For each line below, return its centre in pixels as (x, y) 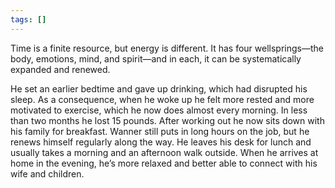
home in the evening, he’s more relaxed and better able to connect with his (164, 163)
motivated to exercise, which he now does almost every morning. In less (159, 110)
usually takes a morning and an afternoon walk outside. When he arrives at (164, 152)
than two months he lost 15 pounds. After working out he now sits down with (167, 120)
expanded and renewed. (60, 69)
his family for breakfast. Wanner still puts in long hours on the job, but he (160, 131)
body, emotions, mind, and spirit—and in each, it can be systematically (156, 58)
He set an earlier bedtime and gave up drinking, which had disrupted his (159, 88)
